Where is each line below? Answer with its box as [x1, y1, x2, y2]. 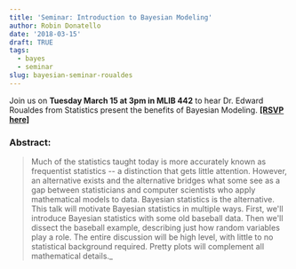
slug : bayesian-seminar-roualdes [9, 71, 133, 80]
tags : [9, 46, 29, 55]
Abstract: [9, 136, 52, 148]
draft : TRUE [9, 37, 53, 47]
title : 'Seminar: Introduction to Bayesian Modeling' [9, 12, 213, 22]
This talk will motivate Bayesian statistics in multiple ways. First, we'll [30, 203, 284, 214]
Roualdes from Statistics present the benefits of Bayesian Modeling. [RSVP [9, 104, 284, 115]
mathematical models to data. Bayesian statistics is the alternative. [30, 194, 276, 205]
